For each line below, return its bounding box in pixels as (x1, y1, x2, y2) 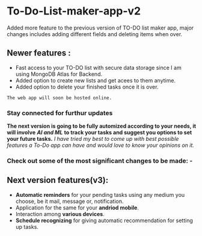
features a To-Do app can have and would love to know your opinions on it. (7, 141, 195, 149)
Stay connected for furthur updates (7, 108, 113, 117)
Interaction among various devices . (15, 210, 105, 217)
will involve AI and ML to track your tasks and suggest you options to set (7, 129, 192, 136)
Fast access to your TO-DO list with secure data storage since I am (15, 64, 182, 71)
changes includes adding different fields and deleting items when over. (7, 30, 183, 37)
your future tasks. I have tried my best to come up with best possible (7, 135, 179, 143)
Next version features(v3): (7, 175, 109, 185)
